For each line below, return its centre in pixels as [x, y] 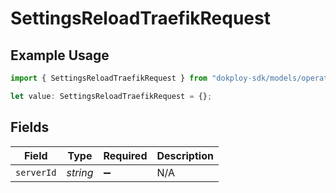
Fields [30, 127]
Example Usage [60, 55]
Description [185, 155]
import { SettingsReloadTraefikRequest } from [109, 78]
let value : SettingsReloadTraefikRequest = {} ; [111, 96]
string [80, 172]
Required [125, 155]
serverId [36, 172]
